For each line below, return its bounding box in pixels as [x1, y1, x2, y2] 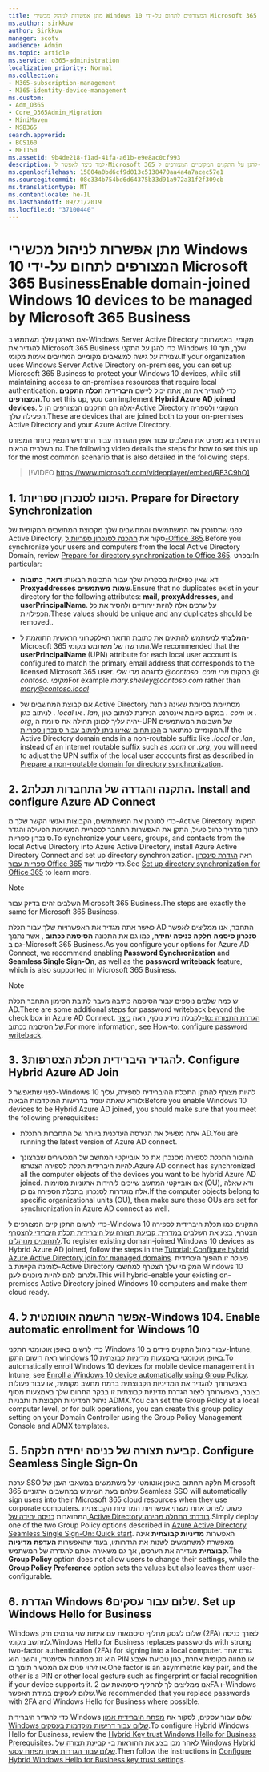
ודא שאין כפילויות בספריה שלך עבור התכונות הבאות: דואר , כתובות [19, 575, 220, 585]
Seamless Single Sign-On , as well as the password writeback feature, [8, 956, 243, 966]
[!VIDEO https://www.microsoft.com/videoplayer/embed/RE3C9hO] [27, 468, 250, 478]
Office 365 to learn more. [8, 867, 92, 876]
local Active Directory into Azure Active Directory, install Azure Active [8, 841, 238, 851]
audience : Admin [8, 42, 62, 50]
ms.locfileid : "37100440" [8, 205, 94, 213]
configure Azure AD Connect [8, 795, 156, 808]
